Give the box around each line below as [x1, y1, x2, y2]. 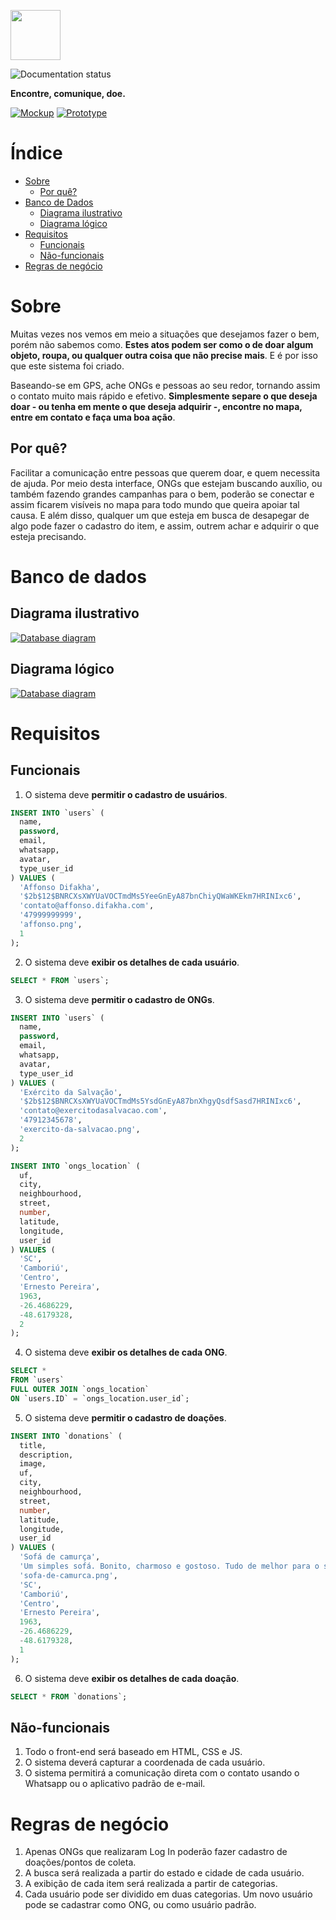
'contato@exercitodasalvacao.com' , [19, 1106, 168, 1116]
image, [19, 1459, 47, 1469]
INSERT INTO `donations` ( [10, 1431, 123, 1441]
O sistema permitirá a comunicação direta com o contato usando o [24, 1767, 300, 1779]
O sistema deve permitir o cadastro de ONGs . [24, 993, 215, 1005]
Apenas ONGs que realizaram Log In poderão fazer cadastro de [24, 1846, 288, 1858]
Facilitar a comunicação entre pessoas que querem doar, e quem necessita [10, 466, 321, 479]
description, [19, 1450, 74, 1460]
